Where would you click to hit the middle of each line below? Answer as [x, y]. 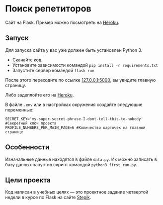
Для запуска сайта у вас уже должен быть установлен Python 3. [74, 50]
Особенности [27, 147]
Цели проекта [28, 180]
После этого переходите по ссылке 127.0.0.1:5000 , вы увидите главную [81, 80]
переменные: [19, 109]
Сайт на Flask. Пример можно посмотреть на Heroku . [62, 22]
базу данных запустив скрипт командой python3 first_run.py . [71, 164]
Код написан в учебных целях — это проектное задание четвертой [77, 192]
